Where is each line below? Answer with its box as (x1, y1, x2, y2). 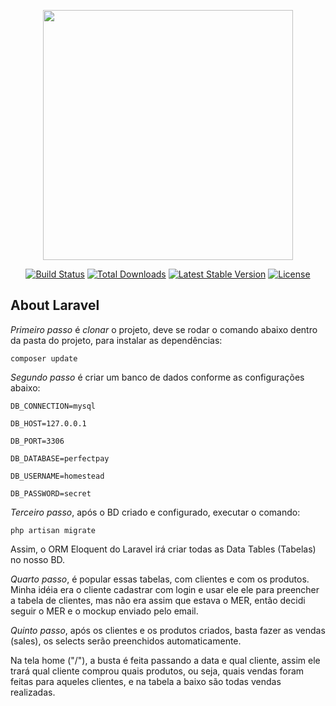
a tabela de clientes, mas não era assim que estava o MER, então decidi (10, 594, 306, 606)
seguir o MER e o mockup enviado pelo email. (10, 605, 199, 617)
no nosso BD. (10, 553, 66, 565)
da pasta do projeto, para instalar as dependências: (10, 334, 223, 346)
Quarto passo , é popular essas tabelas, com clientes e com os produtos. (10, 573, 310, 585)
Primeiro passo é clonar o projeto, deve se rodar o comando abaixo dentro (10, 323, 318, 335)
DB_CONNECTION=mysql (10, 401, 97, 411)
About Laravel (10, 297, 100, 314)
